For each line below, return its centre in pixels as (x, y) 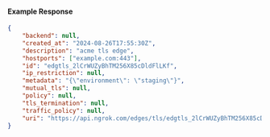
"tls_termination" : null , (66, 103)
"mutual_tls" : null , (56, 89)
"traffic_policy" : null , (64, 110)
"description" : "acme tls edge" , (78, 51)
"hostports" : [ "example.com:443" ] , (82, 58)
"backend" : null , (51, 36)
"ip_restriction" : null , (64, 73)
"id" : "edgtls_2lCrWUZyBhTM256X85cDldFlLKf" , (100, 66)
